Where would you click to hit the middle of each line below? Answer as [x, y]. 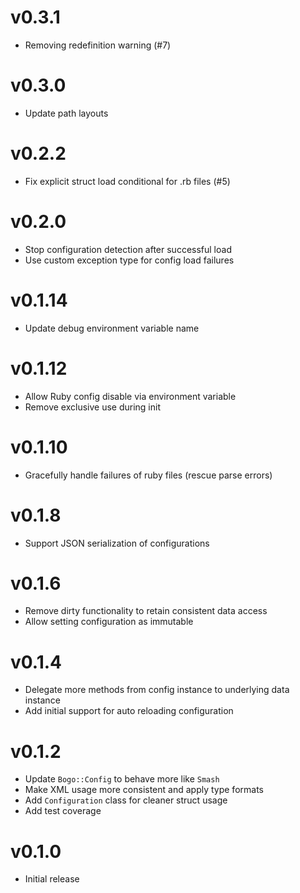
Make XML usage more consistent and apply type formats [144, 790]
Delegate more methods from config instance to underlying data [157, 690]
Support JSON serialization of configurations [117, 543]
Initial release [52, 879]
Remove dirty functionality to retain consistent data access [146, 611]
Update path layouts [66, 113]
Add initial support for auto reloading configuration [129, 711]
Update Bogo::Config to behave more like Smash [122, 779]
